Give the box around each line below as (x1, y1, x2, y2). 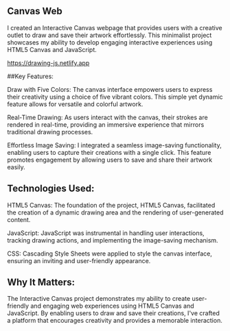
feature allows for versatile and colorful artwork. (7, 99, 143, 108)
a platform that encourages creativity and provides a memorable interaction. (7, 317, 223, 325)
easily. (7, 162, 25, 171)
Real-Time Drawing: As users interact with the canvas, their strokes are (7, 113, 208, 121)
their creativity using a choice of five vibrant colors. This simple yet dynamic (7, 93, 223, 101)
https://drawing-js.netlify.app (7, 58, 90, 67)
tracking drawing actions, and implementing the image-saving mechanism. (7, 236, 218, 244)
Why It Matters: (7, 277, 76, 289)
